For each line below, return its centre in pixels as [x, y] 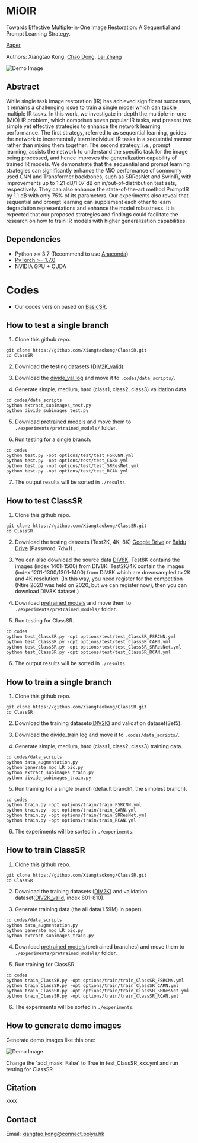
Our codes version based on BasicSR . [61, 306]
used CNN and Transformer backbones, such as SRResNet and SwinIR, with [99, 177]
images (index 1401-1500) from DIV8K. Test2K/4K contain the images [99, 566]
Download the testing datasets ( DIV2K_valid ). [70, 366]
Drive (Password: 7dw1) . [45, 548]
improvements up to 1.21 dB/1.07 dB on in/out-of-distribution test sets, [91, 183]
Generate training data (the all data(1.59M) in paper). [79, 909]
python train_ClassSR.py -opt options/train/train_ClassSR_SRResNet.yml [98, 991]
